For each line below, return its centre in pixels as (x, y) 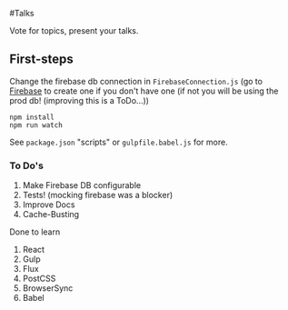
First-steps (42, 60)
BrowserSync (48, 288)
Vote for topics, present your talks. (74, 30)
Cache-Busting (51, 215)
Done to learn (35, 232)
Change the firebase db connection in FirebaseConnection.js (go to (136, 81)
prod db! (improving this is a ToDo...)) (79, 100)
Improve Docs (49, 205)
